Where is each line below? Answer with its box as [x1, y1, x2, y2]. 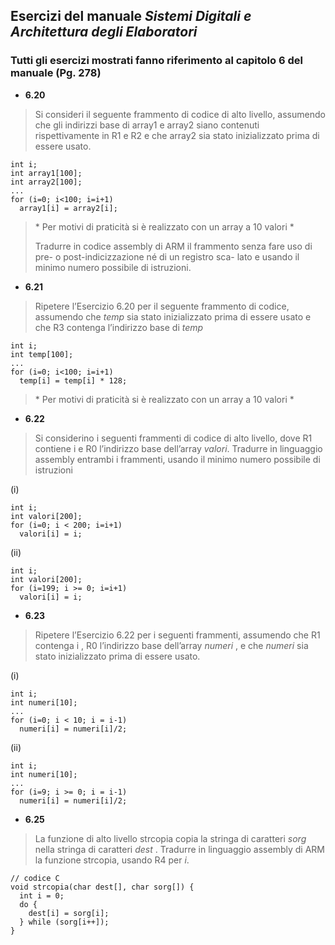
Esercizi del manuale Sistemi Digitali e [10, 8, 252, 25]
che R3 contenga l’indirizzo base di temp [34, 321, 204, 333]
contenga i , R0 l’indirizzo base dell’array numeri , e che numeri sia [34, 639, 309, 651]
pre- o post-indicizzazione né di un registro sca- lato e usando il [34, 250, 300, 263]
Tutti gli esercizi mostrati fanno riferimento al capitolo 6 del [10, 54, 303, 68]
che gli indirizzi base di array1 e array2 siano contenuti [34, 119, 260, 131]
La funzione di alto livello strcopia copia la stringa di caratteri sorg [34, 832, 307, 844]
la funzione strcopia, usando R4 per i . [34, 854, 190, 866]
